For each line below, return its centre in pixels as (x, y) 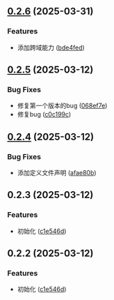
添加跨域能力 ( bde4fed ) (51, 47)
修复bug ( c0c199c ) (44, 114)
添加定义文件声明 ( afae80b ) (57, 173)
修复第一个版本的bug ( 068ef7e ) (62, 106)
